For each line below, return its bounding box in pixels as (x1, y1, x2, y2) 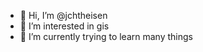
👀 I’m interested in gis (19, 20, 110, 32)
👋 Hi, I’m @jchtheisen (19, 10, 108, 21)
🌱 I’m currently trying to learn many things (19, 31, 193, 42)
